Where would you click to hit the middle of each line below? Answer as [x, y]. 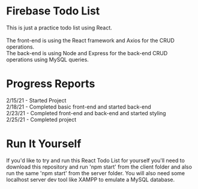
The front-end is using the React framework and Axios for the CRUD [91, 40]
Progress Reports [51, 84]
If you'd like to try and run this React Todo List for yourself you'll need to [95, 160]
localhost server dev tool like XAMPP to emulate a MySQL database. [91, 179]
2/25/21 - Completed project [41, 119]
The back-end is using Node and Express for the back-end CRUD [87, 53]
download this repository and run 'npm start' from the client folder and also [99, 167]
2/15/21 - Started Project [36, 100]
